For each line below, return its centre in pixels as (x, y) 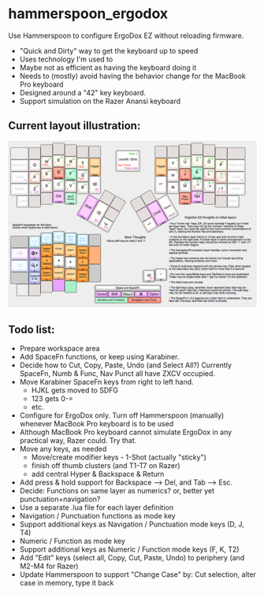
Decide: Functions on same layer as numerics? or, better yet (117, 491)
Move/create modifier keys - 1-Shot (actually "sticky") (119, 457)
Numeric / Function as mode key (73, 541)
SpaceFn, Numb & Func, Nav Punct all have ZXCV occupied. (117, 374)
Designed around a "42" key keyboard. (83, 92)
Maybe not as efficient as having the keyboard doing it (108, 67)
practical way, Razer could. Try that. (78, 441)
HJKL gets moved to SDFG (74, 390)
